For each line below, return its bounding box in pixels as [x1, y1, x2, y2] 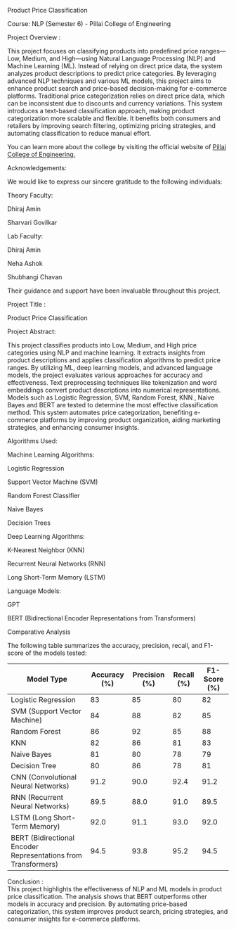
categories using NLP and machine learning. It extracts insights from [7, 348, 206, 357]
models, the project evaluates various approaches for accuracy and [7, 371, 203, 379]
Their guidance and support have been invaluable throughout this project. [7, 286, 221, 295]
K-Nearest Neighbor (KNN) [7, 546, 86, 554]
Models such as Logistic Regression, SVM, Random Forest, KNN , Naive [7, 393, 215, 402]
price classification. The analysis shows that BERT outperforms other [7, 893, 207, 900]
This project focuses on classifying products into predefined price [7, 47, 199, 55]
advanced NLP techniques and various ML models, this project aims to [7, 77, 212, 85]
